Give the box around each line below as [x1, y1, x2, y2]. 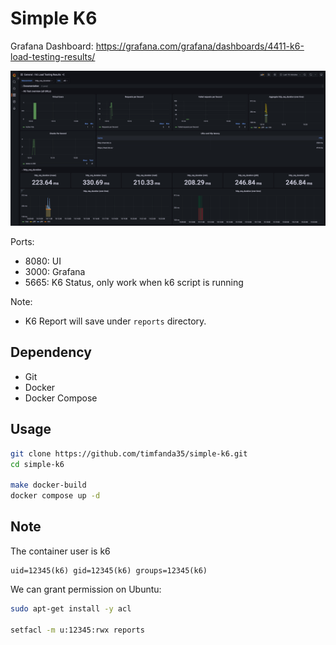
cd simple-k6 [10, 459, 65, 469]
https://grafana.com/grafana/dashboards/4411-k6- [95, 40, 305, 52]
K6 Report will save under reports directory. [24, 315, 207, 327]
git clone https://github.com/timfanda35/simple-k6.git [10, 448, 248, 459]
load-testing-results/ [10, 50, 96, 62]
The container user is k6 [10, 545, 111, 557]
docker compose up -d [10, 491, 101, 501]
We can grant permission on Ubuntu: [10, 583, 162, 595]
